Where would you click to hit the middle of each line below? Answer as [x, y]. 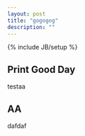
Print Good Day [41, 69]
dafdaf [17, 126]
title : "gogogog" [33, 21]
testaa [17, 86]
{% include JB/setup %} [42, 47]
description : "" [31, 27]
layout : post [27, 14]
